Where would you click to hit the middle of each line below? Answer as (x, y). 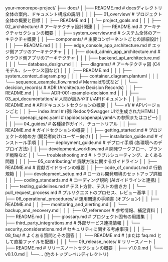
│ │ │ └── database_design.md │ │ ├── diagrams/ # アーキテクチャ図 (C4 (83, 64)
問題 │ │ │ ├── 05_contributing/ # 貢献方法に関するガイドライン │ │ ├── (81, 161)
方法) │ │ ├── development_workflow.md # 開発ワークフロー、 (83, 149)
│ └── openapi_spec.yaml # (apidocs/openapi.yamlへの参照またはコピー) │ (83, 117)
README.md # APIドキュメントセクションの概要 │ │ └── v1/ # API (74, 105)
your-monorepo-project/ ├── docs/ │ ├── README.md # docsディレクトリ (84, 8)
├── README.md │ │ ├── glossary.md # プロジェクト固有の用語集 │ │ (79, 216)
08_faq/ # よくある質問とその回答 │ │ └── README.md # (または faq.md (81, 235)
